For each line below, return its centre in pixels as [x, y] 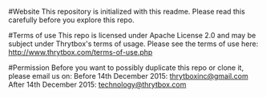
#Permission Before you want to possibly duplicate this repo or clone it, [126, 68]
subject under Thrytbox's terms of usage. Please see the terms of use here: [133, 44]
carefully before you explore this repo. [71, 20]
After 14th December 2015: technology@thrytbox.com [97, 84]
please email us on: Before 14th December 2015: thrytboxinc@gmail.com [128, 76]
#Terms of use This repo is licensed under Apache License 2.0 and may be [132, 35]
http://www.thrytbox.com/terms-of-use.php [81, 52]
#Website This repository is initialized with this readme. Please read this [127, 12]
